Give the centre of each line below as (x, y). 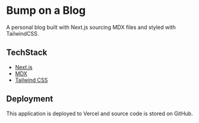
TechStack (27, 53)
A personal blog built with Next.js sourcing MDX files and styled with (91, 27)
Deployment (30, 99)
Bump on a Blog (46, 11)
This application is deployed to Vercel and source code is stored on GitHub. (100, 113)
